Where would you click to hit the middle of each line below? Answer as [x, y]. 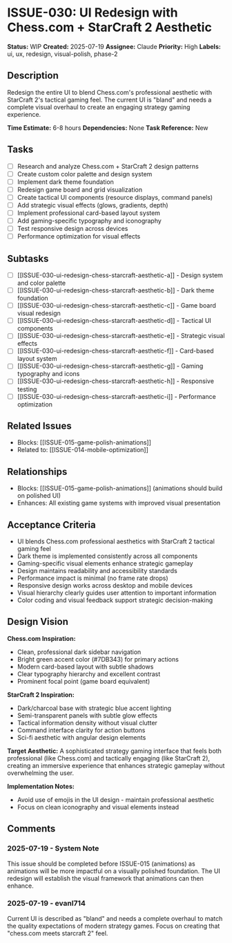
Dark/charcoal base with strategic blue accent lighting [94, 708]
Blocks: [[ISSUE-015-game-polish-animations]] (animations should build [120, 488]
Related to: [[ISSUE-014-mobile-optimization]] [83, 450]
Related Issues [39, 426]
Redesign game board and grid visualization [80, 189]
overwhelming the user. [41, 773]
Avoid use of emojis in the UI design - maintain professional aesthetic [116, 799]
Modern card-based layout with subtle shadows [85, 666]
